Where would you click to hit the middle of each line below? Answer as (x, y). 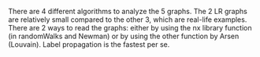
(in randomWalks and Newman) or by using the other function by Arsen (124, 36)
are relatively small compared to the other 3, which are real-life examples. (128, 20)
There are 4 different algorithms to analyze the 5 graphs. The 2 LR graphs (128, 11)
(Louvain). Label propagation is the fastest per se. (89, 45)
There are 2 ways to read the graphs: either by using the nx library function (130, 28)
